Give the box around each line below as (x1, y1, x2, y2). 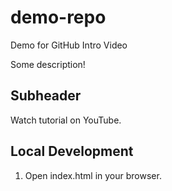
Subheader (10, 87, 82, 105)
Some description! (10, 58, 86, 70)
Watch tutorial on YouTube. (10, 114, 122, 126)
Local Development (10, 143, 134, 160)
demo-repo (10, 6, 107, 29)
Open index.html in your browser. (24, 169, 162, 181)
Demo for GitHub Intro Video (10, 39, 128, 51)
